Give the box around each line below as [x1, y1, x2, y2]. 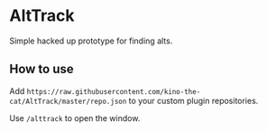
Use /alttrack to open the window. [9, 112, 141, 123]
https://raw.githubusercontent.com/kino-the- [26, 87, 201, 96]
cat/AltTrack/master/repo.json [9, 97, 127, 106]
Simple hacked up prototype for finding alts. [9, 35, 173, 46]
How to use [9, 61, 74, 77]
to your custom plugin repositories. [128, 95, 259, 106]
